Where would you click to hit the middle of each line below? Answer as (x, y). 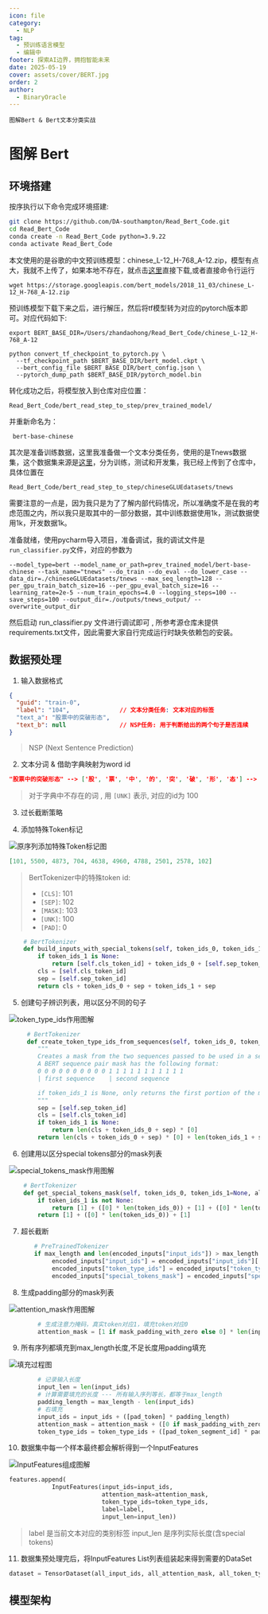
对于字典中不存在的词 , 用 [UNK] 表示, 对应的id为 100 (113, 795)
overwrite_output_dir (45, 606)
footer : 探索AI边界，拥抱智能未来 (60, 60)
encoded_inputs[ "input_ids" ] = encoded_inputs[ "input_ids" (151, 1261)
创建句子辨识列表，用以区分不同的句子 (83, 1002)
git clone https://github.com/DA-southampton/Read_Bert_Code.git (119, 222)
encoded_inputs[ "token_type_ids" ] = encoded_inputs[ (140, 1269)
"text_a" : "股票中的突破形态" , (63, 718)
